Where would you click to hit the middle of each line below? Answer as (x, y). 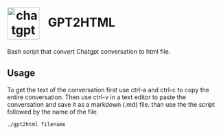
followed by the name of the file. (53, 112)
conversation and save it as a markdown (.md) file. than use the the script (111, 104)
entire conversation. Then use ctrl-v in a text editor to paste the (97, 97)
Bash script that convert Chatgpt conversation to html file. (89, 51)
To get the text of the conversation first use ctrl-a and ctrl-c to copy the (108, 90)
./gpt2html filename (37, 124)
